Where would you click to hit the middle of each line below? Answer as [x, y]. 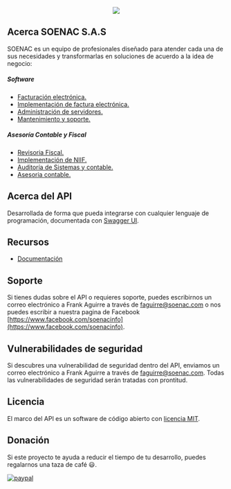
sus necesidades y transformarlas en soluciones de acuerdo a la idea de [110, 56]
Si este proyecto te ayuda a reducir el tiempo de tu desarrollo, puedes [107, 457]
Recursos [28, 242]
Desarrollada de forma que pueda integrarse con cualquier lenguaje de [108, 213]
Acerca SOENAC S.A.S [57, 32]
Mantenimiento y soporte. [54, 119]
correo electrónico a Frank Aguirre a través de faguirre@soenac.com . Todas [116, 372]
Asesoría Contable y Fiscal [47, 135]
